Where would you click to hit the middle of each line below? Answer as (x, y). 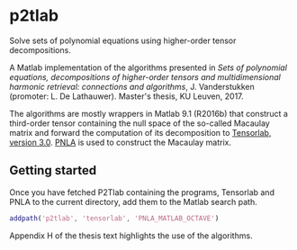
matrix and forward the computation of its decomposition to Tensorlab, (140, 132)
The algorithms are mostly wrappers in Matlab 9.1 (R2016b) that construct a (148, 113)
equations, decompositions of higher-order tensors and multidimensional (145, 76)
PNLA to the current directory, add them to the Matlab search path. (134, 201)
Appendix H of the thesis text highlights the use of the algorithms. (131, 236)
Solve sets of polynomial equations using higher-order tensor (123, 40)
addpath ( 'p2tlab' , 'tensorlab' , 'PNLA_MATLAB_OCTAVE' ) (114, 218)
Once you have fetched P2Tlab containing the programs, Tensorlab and (142, 192)
